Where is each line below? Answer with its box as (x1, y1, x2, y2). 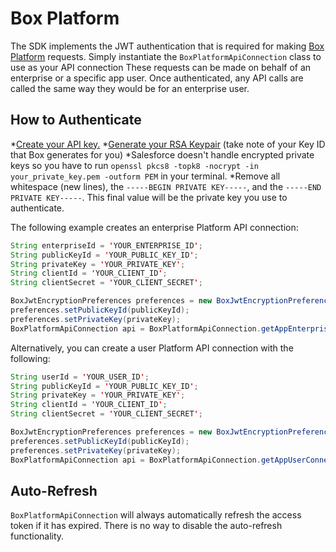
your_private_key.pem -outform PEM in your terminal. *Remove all (10, 170, 281, 182)
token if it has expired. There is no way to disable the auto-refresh (10, 520, 283, 532)
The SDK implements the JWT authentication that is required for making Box (10, 40, 325, 52)
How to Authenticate (10, 112, 142, 129)
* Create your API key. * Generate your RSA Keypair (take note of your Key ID (10, 138, 326, 150)
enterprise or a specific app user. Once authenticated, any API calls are (10, 72, 304, 84)
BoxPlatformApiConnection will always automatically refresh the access (10, 509, 302, 521)
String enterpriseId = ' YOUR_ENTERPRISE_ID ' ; (10, 240, 203, 251)
